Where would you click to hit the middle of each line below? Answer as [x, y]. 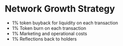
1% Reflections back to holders [44, 39]
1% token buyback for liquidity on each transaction [65, 23]
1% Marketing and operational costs [49, 33]
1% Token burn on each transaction [49, 28]
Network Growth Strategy [60, 9]
